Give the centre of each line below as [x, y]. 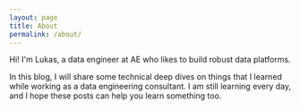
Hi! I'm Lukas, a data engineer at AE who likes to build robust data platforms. [150, 60]
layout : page [34, 17]
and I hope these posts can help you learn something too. [116, 96]
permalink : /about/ [46, 34]
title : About [34, 26]
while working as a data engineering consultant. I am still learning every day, [150, 87]
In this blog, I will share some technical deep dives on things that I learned [146, 77]
